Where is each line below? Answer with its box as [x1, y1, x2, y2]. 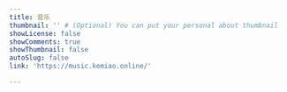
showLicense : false [9, 29, 81, 38]
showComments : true [9, 37, 81, 46]
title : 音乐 [9, 12, 50, 22]
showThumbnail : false [9, 46, 89, 54]
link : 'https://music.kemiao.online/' [9, 62, 152, 71]
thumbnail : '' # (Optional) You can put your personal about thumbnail [9, 21, 278, 30]
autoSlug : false [9, 53, 69, 62]
